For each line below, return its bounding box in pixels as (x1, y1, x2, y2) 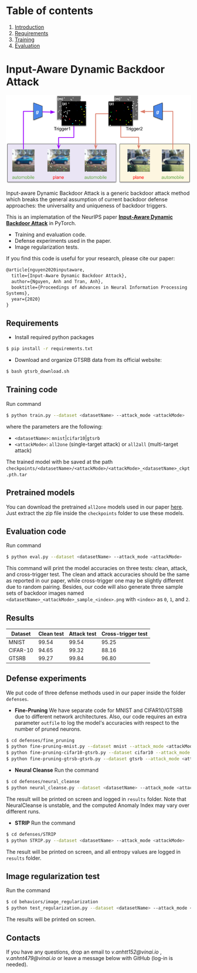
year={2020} (11, 296, 41, 303)
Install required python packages (14, 334, 94, 341)
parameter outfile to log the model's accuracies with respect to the (14, 719, 179, 726)
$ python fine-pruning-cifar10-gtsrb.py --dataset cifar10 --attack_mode (6, 750, 191, 756)
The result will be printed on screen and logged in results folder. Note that (6, 795, 186, 802)
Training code (6, 385, 58, 395)
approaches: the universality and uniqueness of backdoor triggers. (6, 202, 168, 209)
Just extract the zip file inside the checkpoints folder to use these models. (6, 509, 185, 517)
